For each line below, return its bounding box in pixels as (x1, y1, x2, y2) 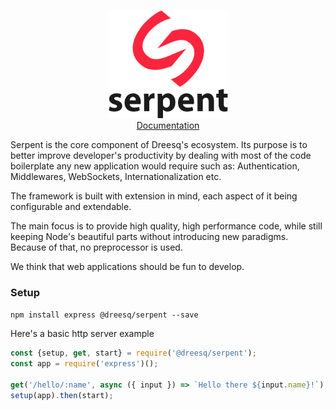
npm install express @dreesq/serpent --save (10, 310, 199, 320)
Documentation (136, 120, 200, 132)
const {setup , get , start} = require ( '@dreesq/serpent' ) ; (10, 348, 257, 359)
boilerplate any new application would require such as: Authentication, (10, 160, 300, 172)
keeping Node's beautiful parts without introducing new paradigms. (10, 231, 289, 243)
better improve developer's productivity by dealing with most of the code (10, 150, 312, 162)
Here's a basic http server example (10, 328, 155, 340)
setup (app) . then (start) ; (10, 390, 114, 400)
